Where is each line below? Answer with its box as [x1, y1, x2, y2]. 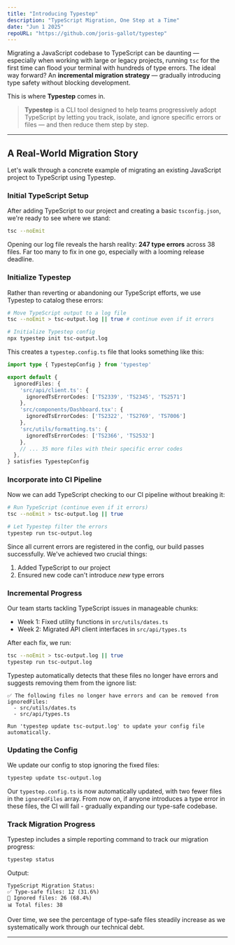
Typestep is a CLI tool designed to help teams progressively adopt [24, 106, 217, 114]
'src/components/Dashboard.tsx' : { [20, 406, 124, 413]
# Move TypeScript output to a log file [7, 309, 127, 317]
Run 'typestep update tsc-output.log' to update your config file [7, 723, 205, 730]
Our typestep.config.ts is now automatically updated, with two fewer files [7, 787, 222, 795]
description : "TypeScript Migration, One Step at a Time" [7, 17, 180, 24]
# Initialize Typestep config [7, 329, 96, 336]
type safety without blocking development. [7, 78, 131, 87]
